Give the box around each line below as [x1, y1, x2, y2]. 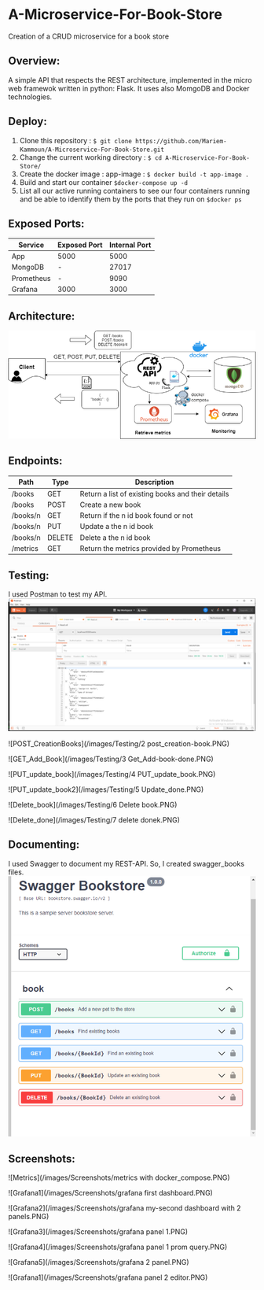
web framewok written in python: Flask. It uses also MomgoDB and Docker [8, 83, 250, 93]
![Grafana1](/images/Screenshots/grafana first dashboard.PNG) [8, 1188, 214, 1198]
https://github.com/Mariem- [134, 137, 227, 145]
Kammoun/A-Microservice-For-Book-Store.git [19, 146, 165, 153]
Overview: [8, 54, 60, 68]
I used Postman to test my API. [8, 590, 108, 599]
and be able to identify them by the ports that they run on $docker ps [19, 194, 242, 204]
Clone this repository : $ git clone [19, 135, 132, 145]
